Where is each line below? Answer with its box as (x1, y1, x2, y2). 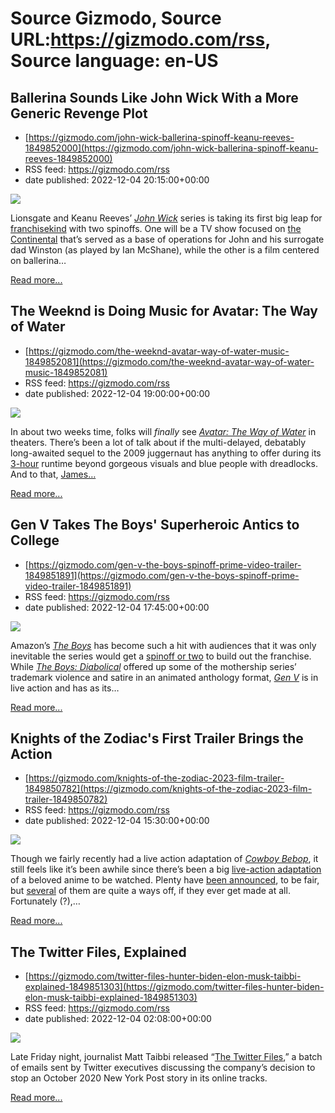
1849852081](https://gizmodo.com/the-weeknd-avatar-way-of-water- (24, 355, 315, 367)
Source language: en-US (10, 50, 219, 72)
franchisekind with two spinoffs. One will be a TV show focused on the (10, 223, 302, 234)
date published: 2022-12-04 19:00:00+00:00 (24, 387, 211, 399)
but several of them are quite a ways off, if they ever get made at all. (10, 885, 291, 897)
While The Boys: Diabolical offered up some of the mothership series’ (10, 660, 297, 672)
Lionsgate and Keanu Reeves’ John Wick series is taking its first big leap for (10, 212, 323, 224)
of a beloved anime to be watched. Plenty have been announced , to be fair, (10, 874, 320, 886)
